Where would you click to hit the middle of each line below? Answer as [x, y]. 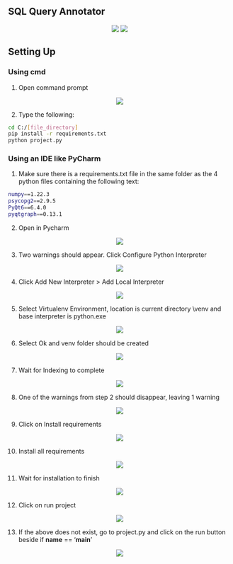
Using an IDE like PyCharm [55, 159]
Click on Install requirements [60, 424]
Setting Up [32, 52]
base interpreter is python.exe [62, 316]
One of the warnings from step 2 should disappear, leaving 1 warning [119, 397]
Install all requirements [51, 451]
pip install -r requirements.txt [57, 134]
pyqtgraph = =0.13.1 [35, 214]
